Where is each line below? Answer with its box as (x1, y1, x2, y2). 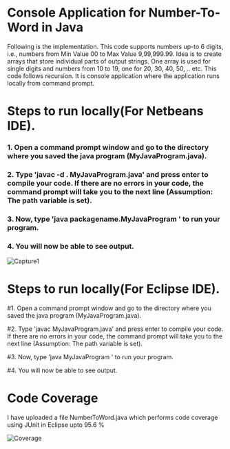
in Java (41, 19, 84, 35)
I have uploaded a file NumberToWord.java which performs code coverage (7, 413, 218, 422)
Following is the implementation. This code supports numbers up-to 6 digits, (7, 42, 224, 50)
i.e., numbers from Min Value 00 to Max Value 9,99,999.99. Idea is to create (7, 50, 222, 58)
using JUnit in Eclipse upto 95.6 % (7, 421, 105, 429)
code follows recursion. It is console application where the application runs (7, 71, 220, 80)
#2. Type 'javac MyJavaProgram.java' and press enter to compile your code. (7, 325, 224, 333)
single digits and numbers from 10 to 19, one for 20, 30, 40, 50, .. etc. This (7, 64, 217, 73)
